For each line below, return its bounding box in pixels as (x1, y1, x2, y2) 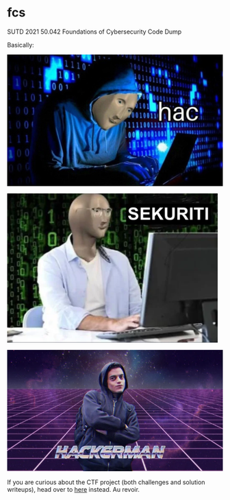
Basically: (7, 40, 34, 49)
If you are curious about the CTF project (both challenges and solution (7, 478, 205, 486)
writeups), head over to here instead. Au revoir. (7, 486, 140, 494)
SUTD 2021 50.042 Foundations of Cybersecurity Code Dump (7, 27, 182, 36)
